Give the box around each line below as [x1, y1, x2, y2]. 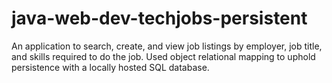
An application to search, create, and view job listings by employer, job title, [11, 40, 323, 52]
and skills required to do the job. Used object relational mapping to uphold [11, 50, 316, 62]
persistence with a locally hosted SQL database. [11, 61, 210, 73]
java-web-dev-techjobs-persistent [11, 7, 308, 30]
